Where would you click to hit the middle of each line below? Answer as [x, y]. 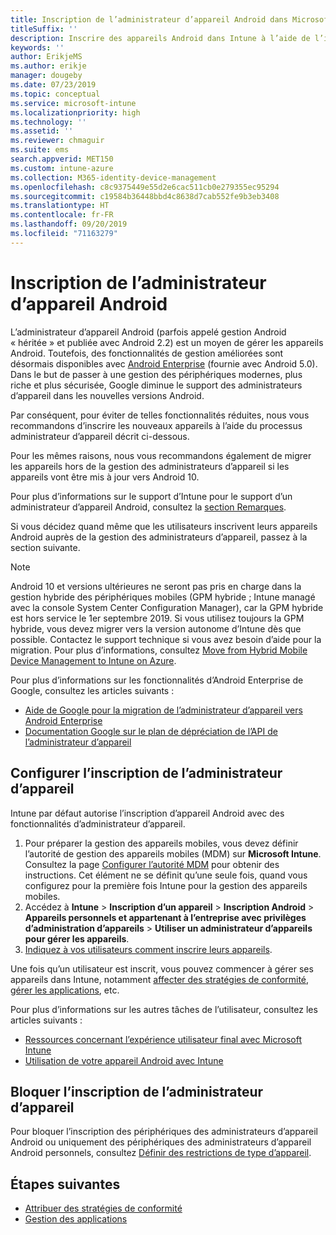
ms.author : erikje [48, 66]
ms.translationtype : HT [60, 206]
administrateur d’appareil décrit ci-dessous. [100, 436]
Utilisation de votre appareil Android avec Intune [124, 1060]
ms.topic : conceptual [55, 94]
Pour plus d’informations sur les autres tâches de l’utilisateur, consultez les [164, 1009]
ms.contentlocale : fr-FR [62, 215]
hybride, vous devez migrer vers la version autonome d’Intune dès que [156, 628]
